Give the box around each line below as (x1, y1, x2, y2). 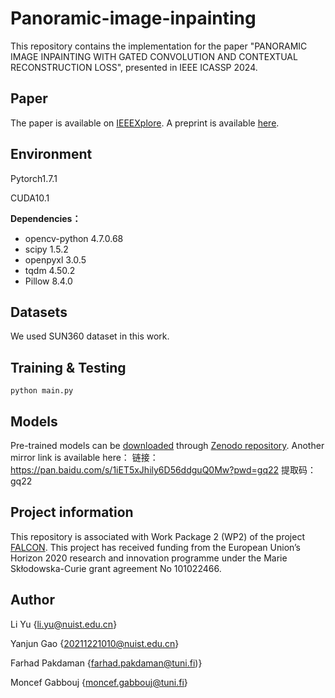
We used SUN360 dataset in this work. (10, 330, 170, 342)
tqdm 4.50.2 (24, 264, 76, 276)
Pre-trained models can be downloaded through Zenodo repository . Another (10, 440, 325, 451)
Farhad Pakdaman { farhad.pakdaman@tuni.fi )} (10, 657, 203, 669)
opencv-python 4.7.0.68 (24, 232, 124, 244)
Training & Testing (10, 359, 127, 376)
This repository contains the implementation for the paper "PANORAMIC (10, 40, 308, 52)
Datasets (10, 303, 68, 321)
